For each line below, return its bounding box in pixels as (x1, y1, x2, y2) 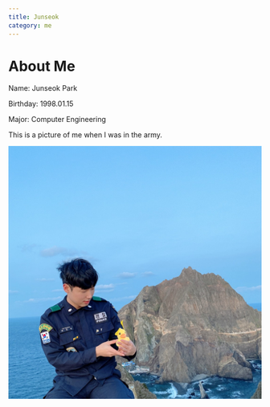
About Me (8, 57, 76, 75)
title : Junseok (8, 13, 59, 21)
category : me (8, 21, 52, 30)
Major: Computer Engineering (8, 115, 106, 124)
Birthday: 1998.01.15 (8, 99, 74, 108)
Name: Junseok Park (8, 83, 78, 93)
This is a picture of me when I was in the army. (8, 130, 163, 140)
